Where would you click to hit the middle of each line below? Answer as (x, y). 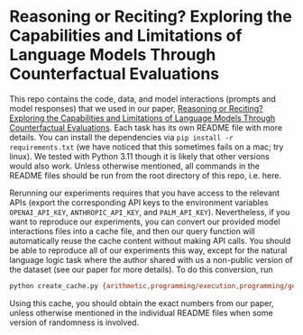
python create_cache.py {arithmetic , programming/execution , (125, 285)
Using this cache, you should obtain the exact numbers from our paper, (142, 303)
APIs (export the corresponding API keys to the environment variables (139, 202)
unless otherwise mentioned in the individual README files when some (141, 312)
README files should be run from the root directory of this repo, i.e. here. (146, 175)
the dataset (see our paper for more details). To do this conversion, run (141, 269)
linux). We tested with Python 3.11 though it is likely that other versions (140, 156)
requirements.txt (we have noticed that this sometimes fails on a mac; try (147, 147)
